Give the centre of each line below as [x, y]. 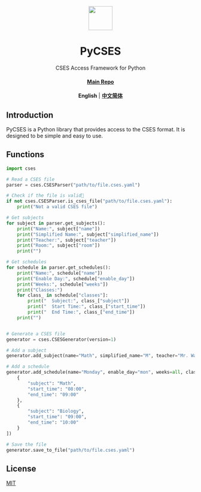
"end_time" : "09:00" [53, 394]
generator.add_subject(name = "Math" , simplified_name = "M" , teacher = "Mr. [97, 356]
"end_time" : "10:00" [53, 422]
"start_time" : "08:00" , [57, 389]
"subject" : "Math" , [52, 383]
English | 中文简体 [100, 96]
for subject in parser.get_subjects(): [56, 223]
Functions [25, 154]
